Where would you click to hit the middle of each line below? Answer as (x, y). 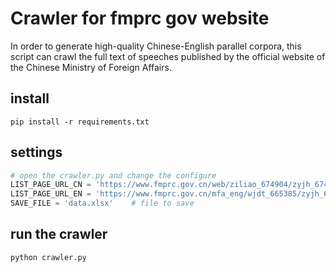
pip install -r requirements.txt (80, 122)
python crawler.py (48, 257)
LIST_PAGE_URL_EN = (51, 194)
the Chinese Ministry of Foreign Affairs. (91, 67)
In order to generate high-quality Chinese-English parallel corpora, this (156, 46)
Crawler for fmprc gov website (140, 18)
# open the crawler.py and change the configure (113, 175)
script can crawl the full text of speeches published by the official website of (168, 56)
